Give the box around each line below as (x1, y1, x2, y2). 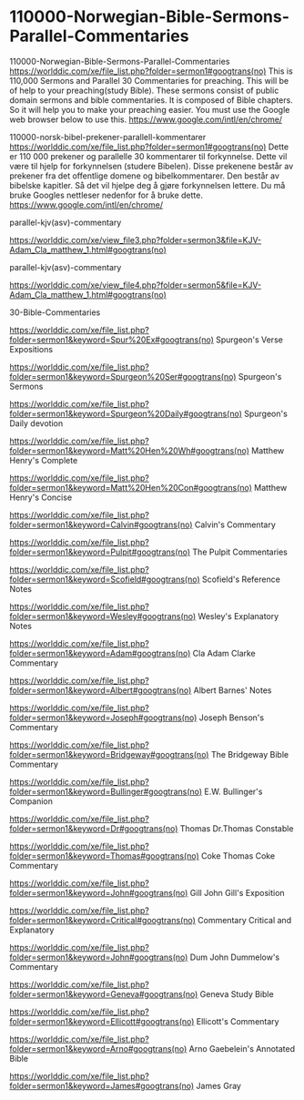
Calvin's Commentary (194, 519, 276, 530)
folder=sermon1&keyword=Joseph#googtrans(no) (9, 712, 198, 723)
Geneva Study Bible (199, 988, 275, 999)
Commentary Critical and (197, 914, 292, 925)
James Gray (196, 1080, 241, 1091)
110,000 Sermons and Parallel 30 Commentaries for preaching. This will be (9, 75, 289, 86)
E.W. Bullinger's (204, 786, 263, 797)
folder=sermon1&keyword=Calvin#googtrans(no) (9, 519, 193, 530)
